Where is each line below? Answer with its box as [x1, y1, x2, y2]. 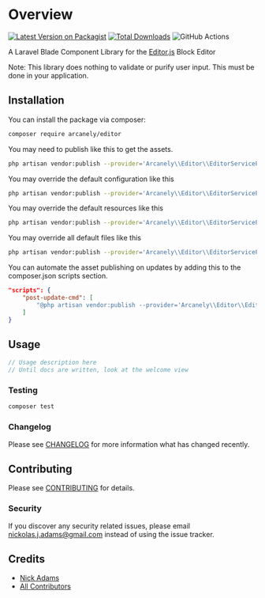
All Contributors [19, 581, 71, 591]
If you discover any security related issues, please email [8, 520, 191, 531]
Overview [8, 6, 73, 24]
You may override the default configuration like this [8, 174, 175, 184]
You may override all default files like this [8, 233, 142, 243]
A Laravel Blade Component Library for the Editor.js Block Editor [8, 47, 216, 56]
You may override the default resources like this [8, 203, 164, 213]
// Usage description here [8, 358, 97, 367]
